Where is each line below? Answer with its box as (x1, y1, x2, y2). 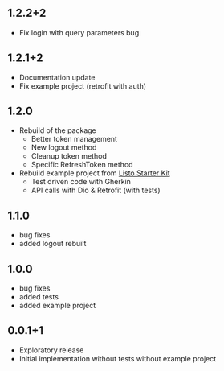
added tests (18, 292, 59, 302)
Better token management (31, 134, 118, 144)
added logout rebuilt (18, 239, 87, 249)
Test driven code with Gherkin (31, 177, 132, 187)
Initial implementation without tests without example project (18, 353, 217, 363)
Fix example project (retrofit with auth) (18, 80, 146, 91)
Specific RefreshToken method (31, 160, 133, 170)
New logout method (31, 142, 97, 152)
